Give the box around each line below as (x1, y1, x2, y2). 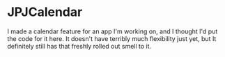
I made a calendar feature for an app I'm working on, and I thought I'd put (7, 27, 218, 35)
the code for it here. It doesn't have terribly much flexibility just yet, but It (7, 34, 217, 42)
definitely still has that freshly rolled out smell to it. (7, 42, 152, 50)
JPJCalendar (7, 4, 83, 20)
